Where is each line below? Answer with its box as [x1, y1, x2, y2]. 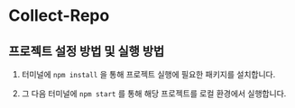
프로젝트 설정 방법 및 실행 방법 [8, 43, 165, 58]
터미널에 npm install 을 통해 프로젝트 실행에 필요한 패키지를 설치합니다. [21, 69, 276, 79]
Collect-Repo [8, 5, 110, 26]
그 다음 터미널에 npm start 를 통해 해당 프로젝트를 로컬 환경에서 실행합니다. [21, 88, 287, 99]
